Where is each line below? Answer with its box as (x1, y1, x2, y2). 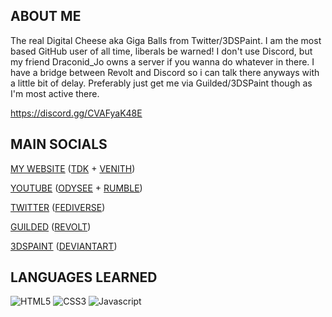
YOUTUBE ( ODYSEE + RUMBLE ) (10, 182, 143, 194)
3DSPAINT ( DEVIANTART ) (10, 240, 118, 252)
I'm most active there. (10, 87, 100, 99)
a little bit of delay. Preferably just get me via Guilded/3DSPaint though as (10, 77, 313, 89)
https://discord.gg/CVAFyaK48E (10, 107, 143, 119)
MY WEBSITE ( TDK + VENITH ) (10, 162, 136, 174)
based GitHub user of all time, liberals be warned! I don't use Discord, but (10, 45, 313, 57)
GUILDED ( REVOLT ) (10, 220, 92, 233)
